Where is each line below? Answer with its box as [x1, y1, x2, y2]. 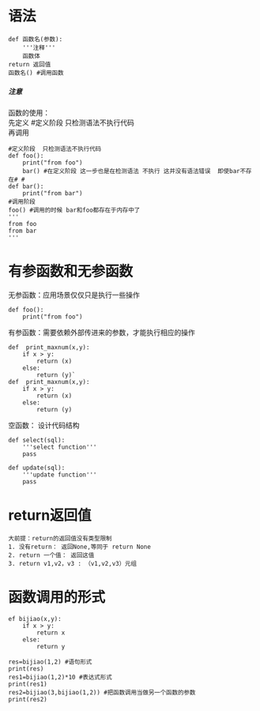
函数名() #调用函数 [8, 69, 64, 77]
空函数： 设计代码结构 [8, 420, 80, 430]
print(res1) [8, 680, 47, 688]
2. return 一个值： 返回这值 [8, 551, 95, 559]
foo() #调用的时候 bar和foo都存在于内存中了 [8, 206, 141, 214]
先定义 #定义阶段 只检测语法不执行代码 [8, 118, 134, 127]
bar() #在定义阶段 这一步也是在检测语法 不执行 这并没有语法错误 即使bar [22, 167, 240, 175]
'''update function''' [22, 471, 97, 479]
